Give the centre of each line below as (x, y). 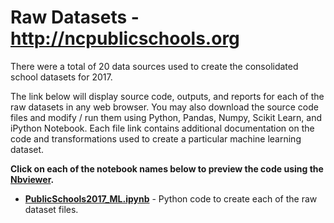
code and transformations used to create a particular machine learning (156, 138)
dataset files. (51, 209)
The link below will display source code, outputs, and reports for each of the (167, 96)
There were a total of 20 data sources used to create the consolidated (154, 66)
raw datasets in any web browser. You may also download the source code (164, 107)
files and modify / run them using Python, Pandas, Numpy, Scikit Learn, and (166, 117)
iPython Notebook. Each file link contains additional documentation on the (162, 128)
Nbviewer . (32, 179)
